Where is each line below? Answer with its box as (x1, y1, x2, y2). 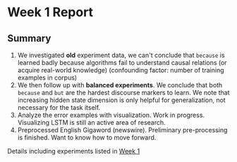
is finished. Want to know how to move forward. (17, 133, 157, 142)
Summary (7, 32, 51, 44)
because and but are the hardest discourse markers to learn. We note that (17, 89, 230, 96)
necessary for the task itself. (17, 104, 101, 111)
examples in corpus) (17, 73, 78, 82)
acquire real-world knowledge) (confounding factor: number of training (17, 66, 224, 74)
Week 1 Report (7, 4, 94, 20)
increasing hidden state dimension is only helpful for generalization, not (17, 96, 226, 104)
